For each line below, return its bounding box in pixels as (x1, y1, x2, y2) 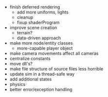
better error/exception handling (9, 87, 72, 92)
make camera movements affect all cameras (9, 50, 99, 56)
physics (9, 81, 26, 87)
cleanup (17, 15, 34, 20)
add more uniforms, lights (17, 9, 69, 15)
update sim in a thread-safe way (9, 71, 75, 77)
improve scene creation (9, 25, 57, 31)
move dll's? (9, 61, 33, 66)
